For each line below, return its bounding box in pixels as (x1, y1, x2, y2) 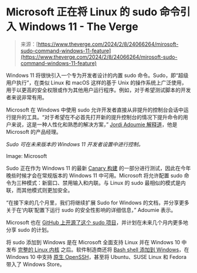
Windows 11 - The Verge (18, 20, 139, 33)
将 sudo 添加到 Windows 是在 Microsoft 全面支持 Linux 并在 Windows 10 (6, 238, 181, 245)
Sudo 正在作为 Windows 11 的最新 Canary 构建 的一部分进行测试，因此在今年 (6, 164, 191, 171)
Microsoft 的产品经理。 (6, 128, 62, 135)
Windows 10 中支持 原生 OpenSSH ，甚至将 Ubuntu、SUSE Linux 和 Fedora (6, 253, 186, 260)
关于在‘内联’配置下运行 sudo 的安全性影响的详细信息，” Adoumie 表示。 (6, 206, 176, 213)
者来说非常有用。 (6, 93, 47, 100)
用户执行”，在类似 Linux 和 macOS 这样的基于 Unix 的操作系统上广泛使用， (6, 79, 187, 86)
